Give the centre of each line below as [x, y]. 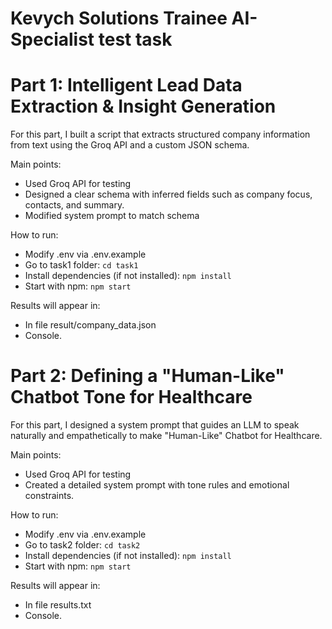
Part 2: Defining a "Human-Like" [147, 376]
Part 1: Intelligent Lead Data [126, 85]
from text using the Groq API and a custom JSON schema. [130, 145]
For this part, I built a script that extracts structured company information [160, 134]
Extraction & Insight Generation [143, 106]
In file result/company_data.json [90, 325]
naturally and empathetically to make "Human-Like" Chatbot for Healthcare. [166, 436]
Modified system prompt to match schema [112, 216]
